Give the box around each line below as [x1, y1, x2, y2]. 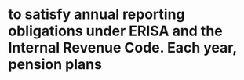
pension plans [8, 56, 102, 74]
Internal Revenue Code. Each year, [8, 39, 237, 56]
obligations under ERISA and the [8, 22, 224, 40]
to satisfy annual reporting [8, 5, 186, 24]
